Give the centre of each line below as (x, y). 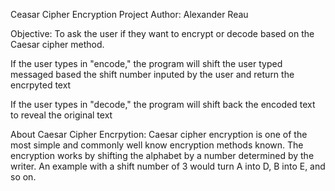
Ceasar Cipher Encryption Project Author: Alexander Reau (129, 14)
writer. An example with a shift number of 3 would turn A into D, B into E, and (168, 166)
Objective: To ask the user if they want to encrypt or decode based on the (162, 33)
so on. (23, 177)
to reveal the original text (61, 115)
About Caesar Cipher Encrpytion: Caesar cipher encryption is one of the (159, 134)
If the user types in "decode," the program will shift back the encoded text (163, 104)
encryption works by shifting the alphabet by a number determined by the (162, 155)
